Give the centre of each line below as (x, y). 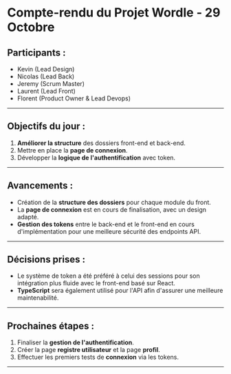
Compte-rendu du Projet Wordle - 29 (114, 13)
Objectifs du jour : (46, 126)
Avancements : (40, 186)
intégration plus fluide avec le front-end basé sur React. (96, 283)
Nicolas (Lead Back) (46, 76)
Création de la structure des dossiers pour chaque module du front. (114, 202)
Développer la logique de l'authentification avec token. (96, 157)
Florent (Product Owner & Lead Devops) (74, 98)
